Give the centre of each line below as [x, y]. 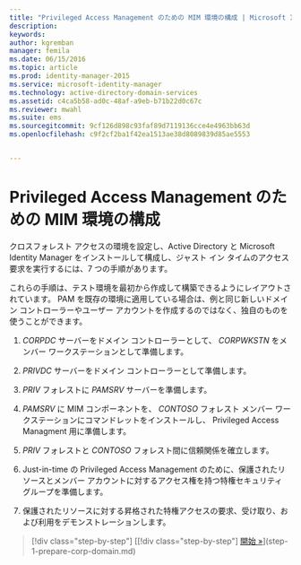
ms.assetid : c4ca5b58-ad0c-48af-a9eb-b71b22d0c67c [106, 101]
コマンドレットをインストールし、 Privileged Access [182, 420]
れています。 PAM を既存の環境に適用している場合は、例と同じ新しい [137, 299]
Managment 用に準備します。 [77, 430]
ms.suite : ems [36, 117]
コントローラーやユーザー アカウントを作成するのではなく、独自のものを [154, 309]
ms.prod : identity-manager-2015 [69, 76]
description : [34, 26]
